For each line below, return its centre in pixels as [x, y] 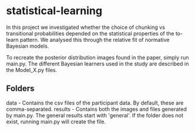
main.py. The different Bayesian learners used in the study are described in [97, 64]
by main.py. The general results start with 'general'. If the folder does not [95, 115]
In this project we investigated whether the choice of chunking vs [86, 27]
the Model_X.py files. [32, 70]
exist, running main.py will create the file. [56, 122]
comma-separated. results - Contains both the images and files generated [97, 109]
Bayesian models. [27, 46]
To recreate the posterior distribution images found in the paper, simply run [97, 57]
